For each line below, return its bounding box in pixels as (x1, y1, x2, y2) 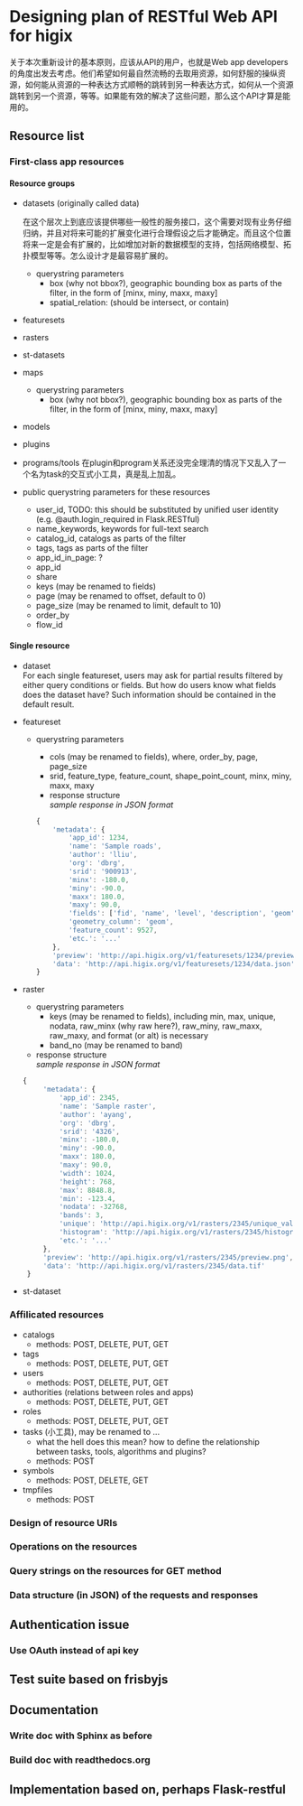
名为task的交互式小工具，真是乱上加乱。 (30, 469, 181, 479)
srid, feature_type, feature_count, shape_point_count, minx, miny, (49, 770, 292, 781)
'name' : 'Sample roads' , (68, 842, 162, 851)
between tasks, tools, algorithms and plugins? (35, 1446, 207, 1457)
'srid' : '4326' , (59, 1127, 120, 1136)
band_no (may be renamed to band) (49, 1040, 183, 1051)
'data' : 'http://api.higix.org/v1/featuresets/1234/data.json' (52, 959, 295, 968)
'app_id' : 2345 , (59, 1094, 120, 1103)
